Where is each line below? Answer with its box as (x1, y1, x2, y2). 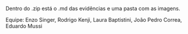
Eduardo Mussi (5, 23, 43, 29)
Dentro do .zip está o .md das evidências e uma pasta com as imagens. (5, 5, 181, 12)
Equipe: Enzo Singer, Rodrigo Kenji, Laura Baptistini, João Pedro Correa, (5, 16, 182, 23)
